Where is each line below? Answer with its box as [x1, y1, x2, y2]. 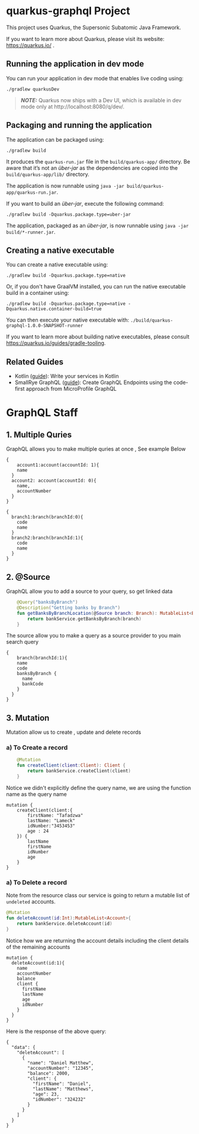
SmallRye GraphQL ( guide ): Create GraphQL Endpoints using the [14, 379, 172, 386]
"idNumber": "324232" [32, 1096, 86, 1102]
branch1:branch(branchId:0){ [11, 514, 84, 520]
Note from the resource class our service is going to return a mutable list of [6, 892, 190, 899]
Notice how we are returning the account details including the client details [6, 937, 189, 944]
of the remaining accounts [6, 943, 70, 950]
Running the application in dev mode [6, 59, 144, 69]
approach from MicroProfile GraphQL [25, 385, 117, 392]
